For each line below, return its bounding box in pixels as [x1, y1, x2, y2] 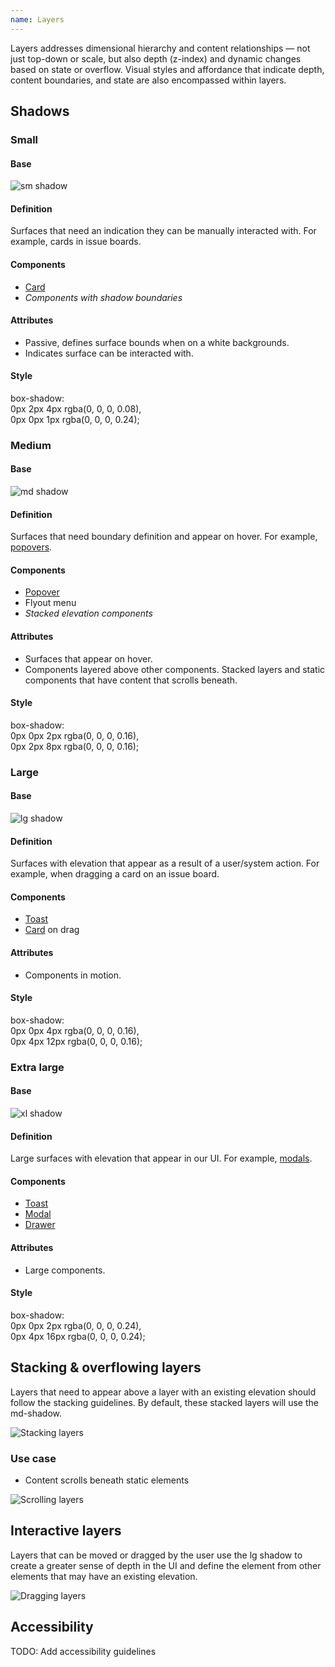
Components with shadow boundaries [24, 291, 183, 303]
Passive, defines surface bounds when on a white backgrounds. [24, 336, 290, 348]
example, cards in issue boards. [10, 236, 142, 248]
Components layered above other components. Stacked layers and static [24, 663, 326, 675]
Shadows [10, 103, 70, 120]
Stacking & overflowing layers [10, 1359, 202, 1376]
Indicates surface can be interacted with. [24, 347, 194, 359]
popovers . [10, 541, 53, 553]
